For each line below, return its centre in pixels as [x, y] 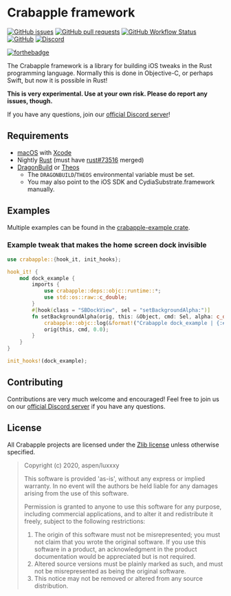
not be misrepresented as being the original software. [110, 571]
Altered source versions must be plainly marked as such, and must [129, 564]
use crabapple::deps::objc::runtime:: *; [102, 291]
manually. [41, 189]
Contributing [35, 382]
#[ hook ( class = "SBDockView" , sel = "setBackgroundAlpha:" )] [121, 310]
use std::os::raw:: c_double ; [86, 297]
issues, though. [30, 100]
